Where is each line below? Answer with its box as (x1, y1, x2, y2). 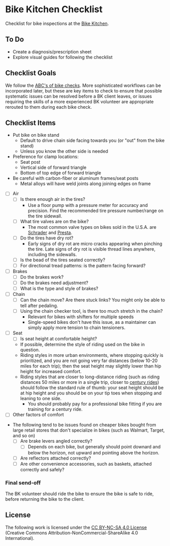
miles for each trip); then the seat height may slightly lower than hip (20, 363, 161, 369)
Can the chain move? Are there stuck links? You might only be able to (20, 297, 165, 303)
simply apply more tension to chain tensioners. (27, 324, 126, 331)
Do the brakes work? (20, 274, 64, 280)
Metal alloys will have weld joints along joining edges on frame (20, 180, 151, 187)
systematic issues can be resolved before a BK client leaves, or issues (5, 93, 152, 99)
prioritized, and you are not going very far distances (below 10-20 (20, 357, 158, 364)
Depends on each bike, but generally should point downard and (27, 444, 161, 450)
